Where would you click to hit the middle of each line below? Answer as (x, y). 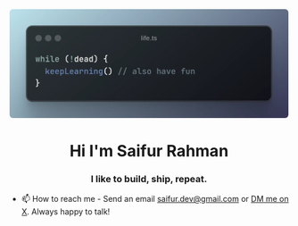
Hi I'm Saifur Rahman (149, 151)
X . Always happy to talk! (66, 212)
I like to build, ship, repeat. (149, 179)
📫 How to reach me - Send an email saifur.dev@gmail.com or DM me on (155, 199)
